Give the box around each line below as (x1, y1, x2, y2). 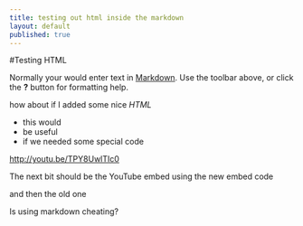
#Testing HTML (9, 55, 68, 66)
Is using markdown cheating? (9, 206, 119, 217)
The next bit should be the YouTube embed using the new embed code (9, 171, 274, 182)
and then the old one (9, 189, 87, 200)
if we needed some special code (22, 137, 145, 147)
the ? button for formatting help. (9, 82, 129, 93)
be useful (22, 127, 59, 137)
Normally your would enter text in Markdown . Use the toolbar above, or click (9, 72, 294, 83)
